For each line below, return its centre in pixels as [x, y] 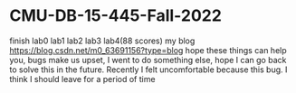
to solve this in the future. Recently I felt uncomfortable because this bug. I [148, 70]
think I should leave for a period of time [82, 79]
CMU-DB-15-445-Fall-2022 [115, 16]
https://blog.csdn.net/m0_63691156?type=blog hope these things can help [148, 50]
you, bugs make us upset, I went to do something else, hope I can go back [148, 60]
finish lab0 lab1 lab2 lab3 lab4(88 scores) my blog [102, 41]
